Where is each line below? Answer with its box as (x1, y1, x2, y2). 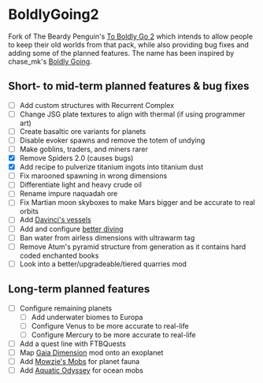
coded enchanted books (19, 251, 99, 260)
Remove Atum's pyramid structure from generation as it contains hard (19, 242, 246, 251)
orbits (19, 206, 39, 216)
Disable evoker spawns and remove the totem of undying (19, 136, 206, 145)
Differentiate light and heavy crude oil (19, 180, 142, 190)
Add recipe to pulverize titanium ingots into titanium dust (19, 162, 203, 172)
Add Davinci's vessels (19, 215, 92, 225)
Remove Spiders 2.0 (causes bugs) (19, 154, 134, 163)
